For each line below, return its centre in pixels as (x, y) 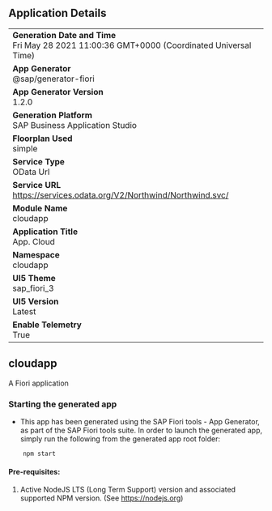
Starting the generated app (63, 404)
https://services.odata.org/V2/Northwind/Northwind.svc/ (121, 195)
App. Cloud (34, 241)
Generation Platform (53, 115)
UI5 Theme (34, 278)
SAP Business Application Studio (75, 125)
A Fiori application (38, 383)
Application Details (57, 13)
